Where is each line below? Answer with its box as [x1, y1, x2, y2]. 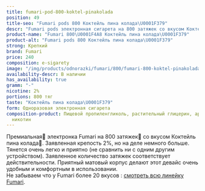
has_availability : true [6, 77, 67, 83]
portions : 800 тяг [6, 94, 53, 100]
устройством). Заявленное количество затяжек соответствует [6, 153, 171, 160]
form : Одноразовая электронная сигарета [6, 105, 111, 111]
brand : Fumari [6, 49, 43, 55]
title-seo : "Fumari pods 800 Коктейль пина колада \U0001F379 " [6, 20, 168, 26]
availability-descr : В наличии [6, 71, 86, 77]
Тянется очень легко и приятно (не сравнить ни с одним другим [6, 146, 175, 153]
